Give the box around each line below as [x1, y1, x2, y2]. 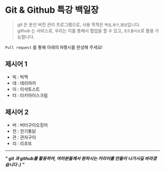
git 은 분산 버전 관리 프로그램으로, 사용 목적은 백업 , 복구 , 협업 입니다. [17, 22, 141, 27]
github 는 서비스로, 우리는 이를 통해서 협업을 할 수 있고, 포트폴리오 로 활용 [17, 27, 154, 33]
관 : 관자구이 [12, 134, 36, 140]
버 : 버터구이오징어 [12, 122, 48, 128]
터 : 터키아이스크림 [12, 92, 48, 98]
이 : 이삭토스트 [12, 86, 40, 92]
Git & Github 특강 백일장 [5, 4, 99, 16]
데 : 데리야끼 [12, 80, 36, 86]
